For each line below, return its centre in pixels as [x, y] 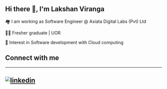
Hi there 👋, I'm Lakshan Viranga [55, 9]
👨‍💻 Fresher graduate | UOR [33, 33]
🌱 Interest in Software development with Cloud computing [64, 42]
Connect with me [32, 58]
